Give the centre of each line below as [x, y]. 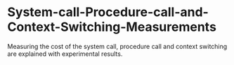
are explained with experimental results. [65, 54]
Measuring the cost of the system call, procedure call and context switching [117, 46]
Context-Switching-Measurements [112, 27]
